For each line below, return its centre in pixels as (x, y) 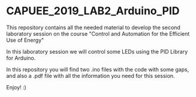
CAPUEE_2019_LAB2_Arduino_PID (93, 11)
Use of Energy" (25, 40)
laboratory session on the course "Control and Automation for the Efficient (98, 33)
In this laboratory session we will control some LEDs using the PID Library (97, 51)
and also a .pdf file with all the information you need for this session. (91, 76)
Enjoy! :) (16, 87)
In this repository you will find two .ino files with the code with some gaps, (98, 69)
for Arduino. (21, 58)
